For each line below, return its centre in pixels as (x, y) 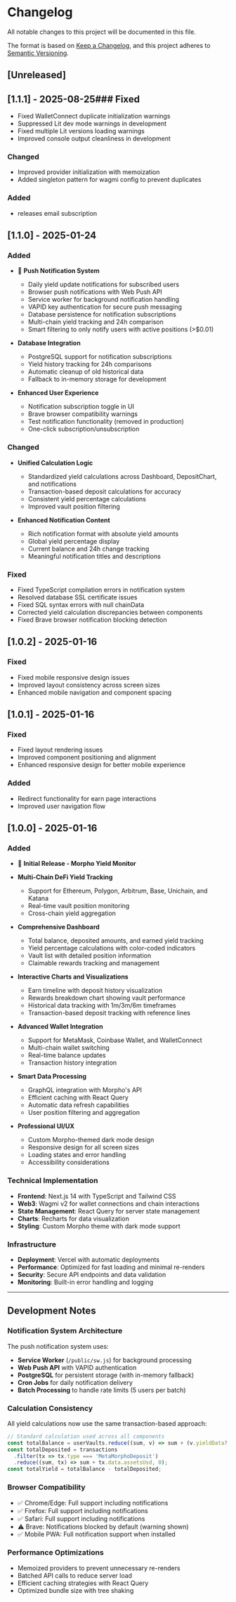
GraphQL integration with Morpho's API (85, 1090)
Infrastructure (32, 1244)
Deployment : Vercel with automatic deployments (88, 1259)
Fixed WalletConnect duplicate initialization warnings (94, 116)
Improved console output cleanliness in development (94, 139)
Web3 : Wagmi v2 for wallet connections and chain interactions (109, 1204)
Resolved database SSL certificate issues (77, 597)
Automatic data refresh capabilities (79, 1105)
